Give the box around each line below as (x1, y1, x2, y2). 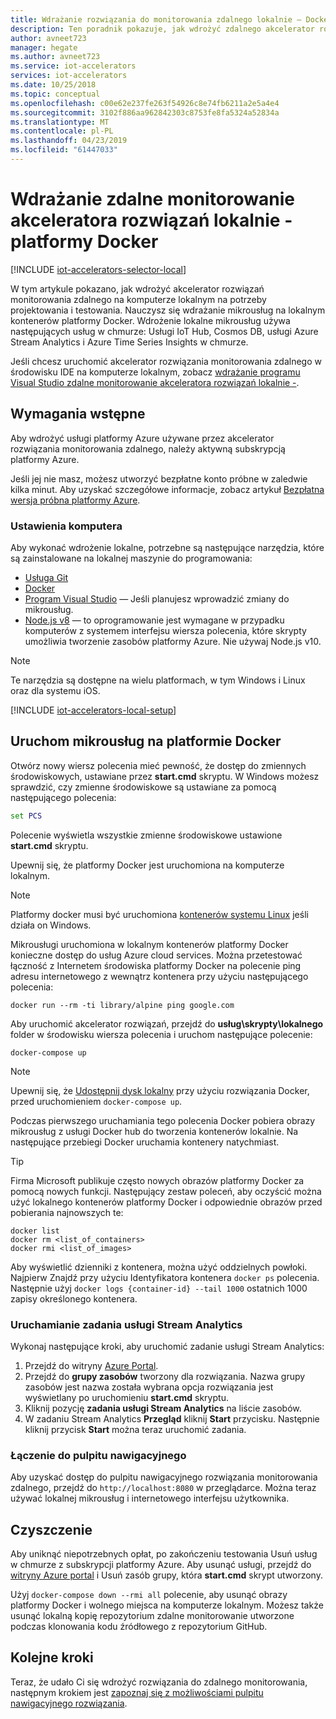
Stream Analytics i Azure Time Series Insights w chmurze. (10, 336, 249, 348)
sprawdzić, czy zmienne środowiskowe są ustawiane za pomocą (10, 781, 277, 793)
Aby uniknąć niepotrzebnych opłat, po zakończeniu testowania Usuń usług (10, 1548, 318, 1560)
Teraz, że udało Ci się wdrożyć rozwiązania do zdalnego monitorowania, (10, 1676, 308, 1688)
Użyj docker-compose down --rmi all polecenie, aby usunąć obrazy (10, 1589, 288, 1601)
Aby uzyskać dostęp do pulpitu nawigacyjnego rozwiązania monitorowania (10, 1471, 318, 1483)
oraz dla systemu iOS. (10, 684, 101, 696)
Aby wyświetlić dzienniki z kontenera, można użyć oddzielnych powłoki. (10, 1261, 308, 1273)
